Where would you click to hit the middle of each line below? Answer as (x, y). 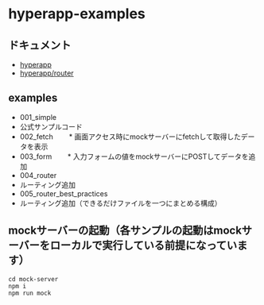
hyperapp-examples (77, 14)
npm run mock (30, 293)
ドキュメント (40, 45)
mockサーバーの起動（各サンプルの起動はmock (125, 231)
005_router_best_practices (64, 193)
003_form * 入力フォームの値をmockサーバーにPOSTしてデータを (134, 156)
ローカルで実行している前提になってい (144, 246)
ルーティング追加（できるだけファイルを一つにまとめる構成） (120, 203)
